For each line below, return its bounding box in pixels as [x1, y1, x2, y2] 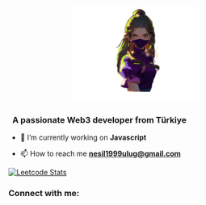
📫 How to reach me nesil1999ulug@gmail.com [19, 149, 182, 159]
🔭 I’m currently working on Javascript [19, 132, 147, 143]
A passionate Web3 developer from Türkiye [11, 114, 187, 125]
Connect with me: [8, 188, 80, 199]
